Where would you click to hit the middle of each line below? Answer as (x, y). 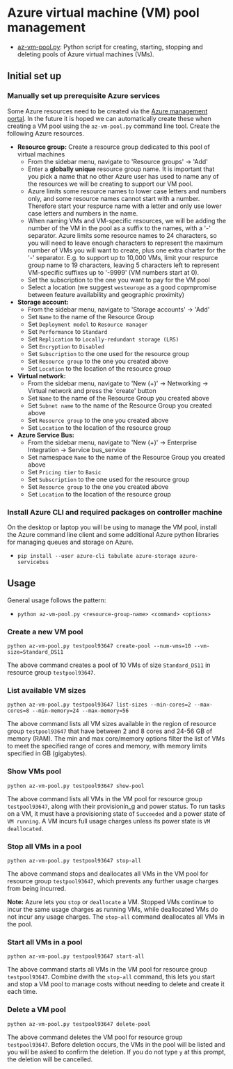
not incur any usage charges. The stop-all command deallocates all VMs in (116, 917)
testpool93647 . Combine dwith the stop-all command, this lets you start (111, 977)
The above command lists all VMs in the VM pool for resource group (105, 798)
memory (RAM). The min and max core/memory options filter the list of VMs (116, 739)
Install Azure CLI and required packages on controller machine (115, 512)
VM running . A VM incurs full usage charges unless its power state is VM (109, 821)
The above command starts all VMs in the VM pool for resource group (107, 970)
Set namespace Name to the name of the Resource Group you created (126, 457)
